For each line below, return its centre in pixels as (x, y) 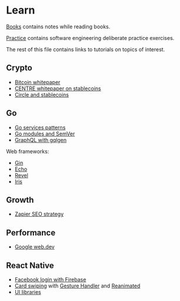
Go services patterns (40, 127)
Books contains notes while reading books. (58, 27)
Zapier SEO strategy (39, 214)
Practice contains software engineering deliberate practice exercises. (90, 38)
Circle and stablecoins (42, 94)
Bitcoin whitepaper (37, 82)
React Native (30, 265)
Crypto (19, 68)
